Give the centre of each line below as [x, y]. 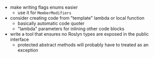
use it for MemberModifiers [44, 13]
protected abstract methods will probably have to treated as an [83, 45]
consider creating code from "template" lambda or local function [77, 18]
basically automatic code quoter [51, 23]
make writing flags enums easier [44, 7]
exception [28, 50]
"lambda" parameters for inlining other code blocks [71, 29]
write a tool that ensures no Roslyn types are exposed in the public [79, 34]
